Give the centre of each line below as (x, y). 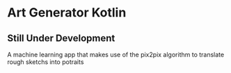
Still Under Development (61, 38)
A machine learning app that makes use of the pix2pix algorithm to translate (116, 54)
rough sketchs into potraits (46, 62)
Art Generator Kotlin (67, 13)
